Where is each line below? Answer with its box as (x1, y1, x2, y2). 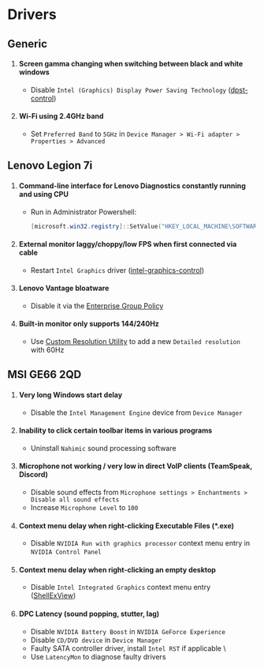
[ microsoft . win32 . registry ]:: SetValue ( (30, 222, 162, 230)
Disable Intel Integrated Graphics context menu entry (30, 583, 211, 592)
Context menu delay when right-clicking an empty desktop (18, 565, 216, 574)
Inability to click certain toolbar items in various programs (18, 425, 213, 436)
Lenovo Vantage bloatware (18, 283, 110, 293)
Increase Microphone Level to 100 (30, 503, 139, 512)
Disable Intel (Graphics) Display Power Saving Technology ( (30, 85, 231, 94)
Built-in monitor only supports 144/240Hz (18, 319, 159, 329)
